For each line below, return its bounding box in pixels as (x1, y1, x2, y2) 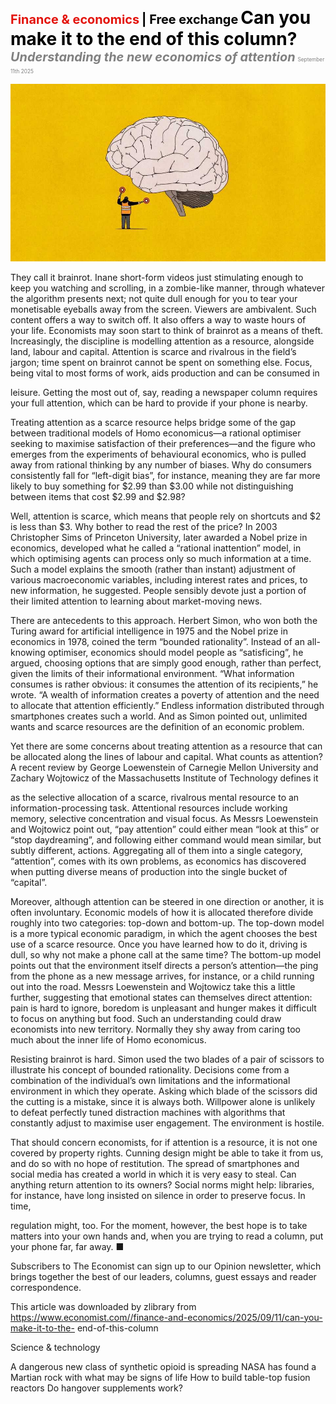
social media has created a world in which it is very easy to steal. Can (10, 1168, 297, 1180)
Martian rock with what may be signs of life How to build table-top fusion (10, 1371, 311, 1383)
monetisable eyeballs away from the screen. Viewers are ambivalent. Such (10, 303, 317, 315)
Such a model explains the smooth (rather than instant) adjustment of (10, 563, 297, 575)
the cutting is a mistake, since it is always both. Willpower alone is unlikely (10, 1095, 316, 1107)
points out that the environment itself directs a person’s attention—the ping (10, 959, 319, 971)
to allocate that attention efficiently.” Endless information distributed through (10, 699, 325, 711)
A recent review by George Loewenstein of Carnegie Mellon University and (10, 761, 319, 773)
